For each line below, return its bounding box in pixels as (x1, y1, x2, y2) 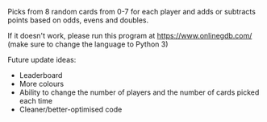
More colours (19, 79, 65, 88)
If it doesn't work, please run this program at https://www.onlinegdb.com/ (7, 31, 252, 40)
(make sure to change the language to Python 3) (7, 39, 169, 49)
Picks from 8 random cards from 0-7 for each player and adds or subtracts (7, 7, 256, 16)
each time (19, 96, 53, 105)
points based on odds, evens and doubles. (7, 15, 149, 25)
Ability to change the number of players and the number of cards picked (19, 87, 260, 97)
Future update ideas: (7, 55, 77, 64)
